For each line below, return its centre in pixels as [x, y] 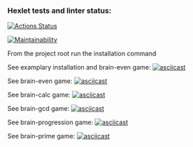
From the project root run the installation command [82, 54]
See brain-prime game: [41, 136]
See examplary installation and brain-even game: [79, 67]
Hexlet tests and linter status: [59, 11]
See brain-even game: [40, 81]
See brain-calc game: [39, 95]
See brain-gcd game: [38, 109]
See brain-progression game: [51, 122]
